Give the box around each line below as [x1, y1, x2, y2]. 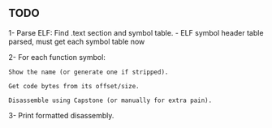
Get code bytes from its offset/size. [8, 82, 140, 90]
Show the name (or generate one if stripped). [8, 68, 169, 76]
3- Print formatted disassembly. [8, 110, 114, 120]
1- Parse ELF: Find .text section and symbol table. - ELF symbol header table [8, 28, 264, 37]
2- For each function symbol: [8, 52, 106, 62]
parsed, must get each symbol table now [8, 36, 145, 46]
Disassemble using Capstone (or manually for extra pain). [8, 96, 213, 105]
